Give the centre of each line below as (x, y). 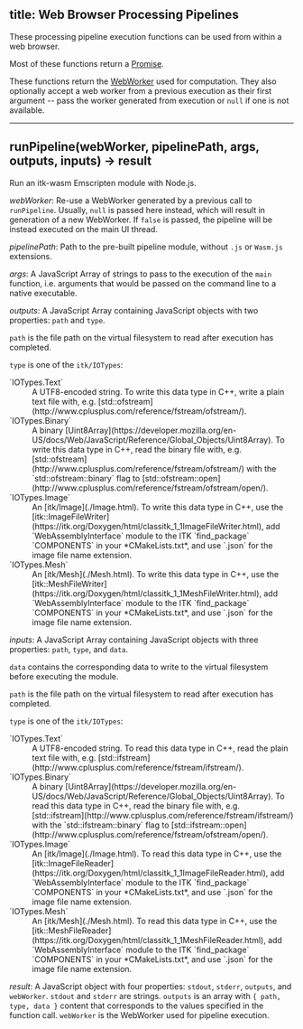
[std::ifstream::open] (209, 825)
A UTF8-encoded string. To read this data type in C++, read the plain (160, 748)
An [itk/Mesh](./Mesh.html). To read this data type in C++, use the (155, 921)
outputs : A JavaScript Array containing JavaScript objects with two (134, 310)
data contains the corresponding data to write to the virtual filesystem (139, 667)
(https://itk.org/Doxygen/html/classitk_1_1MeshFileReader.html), (149, 940)
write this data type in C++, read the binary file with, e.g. (137, 449)
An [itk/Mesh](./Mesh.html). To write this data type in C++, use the (156, 574)
